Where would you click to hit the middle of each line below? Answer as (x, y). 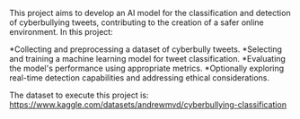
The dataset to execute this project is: (79, 95)
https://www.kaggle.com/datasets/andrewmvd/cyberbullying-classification (148, 105)
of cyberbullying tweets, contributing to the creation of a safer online (137, 22)
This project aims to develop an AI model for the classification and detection (150, 13)
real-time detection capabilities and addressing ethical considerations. (139, 78)
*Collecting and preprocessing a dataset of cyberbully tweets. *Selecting (146, 49)
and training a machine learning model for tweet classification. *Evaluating (147, 59)
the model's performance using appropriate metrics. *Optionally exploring (147, 68)
